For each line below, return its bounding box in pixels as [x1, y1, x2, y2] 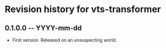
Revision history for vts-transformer [5, 4, 161, 15]
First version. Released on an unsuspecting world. [12, 37, 117, 43]
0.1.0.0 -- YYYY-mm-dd [5, 24, 82, 32]
